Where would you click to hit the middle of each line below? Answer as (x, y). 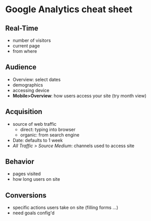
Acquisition (24, 112)
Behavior (20, 162)
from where (25, 51)
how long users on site (36, 179)
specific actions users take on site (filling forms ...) (65, 208)
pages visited (27, 174)
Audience (21, 67)
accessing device (31, 90)
